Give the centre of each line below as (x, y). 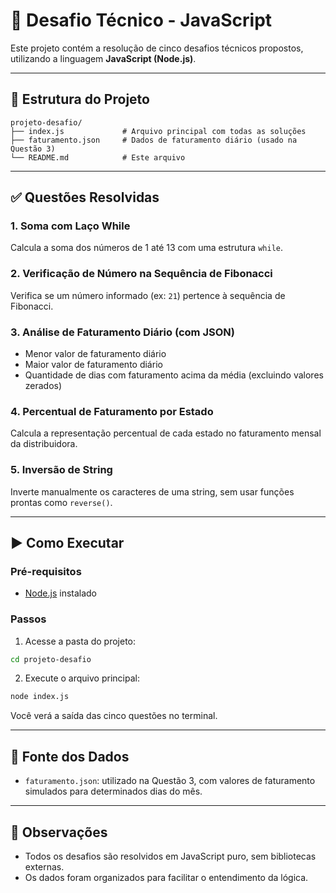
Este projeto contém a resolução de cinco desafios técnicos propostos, (157, 48)
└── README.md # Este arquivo (98, 157)
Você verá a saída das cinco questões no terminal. (114, 716)
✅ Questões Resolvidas (85, 197)
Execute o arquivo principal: (82, 678)
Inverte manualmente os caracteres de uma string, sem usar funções (152, 491)
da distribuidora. (44, 444)
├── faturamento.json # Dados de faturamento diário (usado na (154, 140)
